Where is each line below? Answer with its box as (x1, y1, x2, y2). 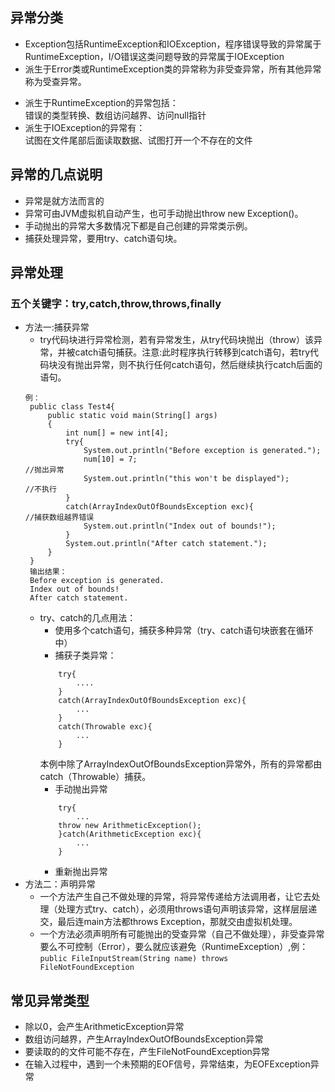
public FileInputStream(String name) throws (39, 954, 229, 964)
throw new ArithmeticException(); (58, 821, 202, 831)
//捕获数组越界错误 (24, 513, 95, 523)
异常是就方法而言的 (24, 194, 105, 207)
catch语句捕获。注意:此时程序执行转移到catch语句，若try (74, 346, 310, 358)
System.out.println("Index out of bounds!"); (83, 521, 277, 532)
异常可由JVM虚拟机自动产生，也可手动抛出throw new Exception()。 (24, 207, 304, 219)
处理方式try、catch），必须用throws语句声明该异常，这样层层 (57, 903, 309, 915)
